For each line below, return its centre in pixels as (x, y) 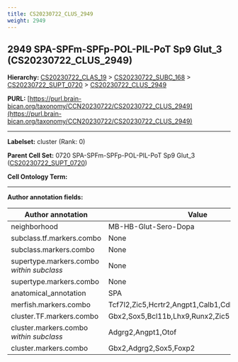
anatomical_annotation (49, 293)
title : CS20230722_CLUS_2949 (50, 14)
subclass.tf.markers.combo (56, 238)
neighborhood (35, 226)
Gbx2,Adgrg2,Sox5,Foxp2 (152, 349)
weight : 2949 (27, 21)
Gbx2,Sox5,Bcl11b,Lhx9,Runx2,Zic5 (169, 317)
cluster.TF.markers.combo (55, 317)
